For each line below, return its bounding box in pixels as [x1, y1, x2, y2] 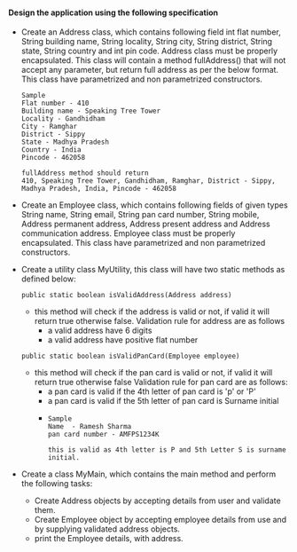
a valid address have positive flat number [47, 335, 199, 345]
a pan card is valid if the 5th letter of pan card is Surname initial [47, 396, 279, 406]
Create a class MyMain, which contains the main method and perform [20, 469, 277, 479]
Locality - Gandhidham [20, 114, 106, 123]
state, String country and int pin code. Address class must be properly [20, 45, 278, 57]
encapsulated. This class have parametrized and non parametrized [20, 238, 266, 248]
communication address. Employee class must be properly [20, 228, 236, 239]
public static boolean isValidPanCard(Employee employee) [20, 351, 240, 361]
